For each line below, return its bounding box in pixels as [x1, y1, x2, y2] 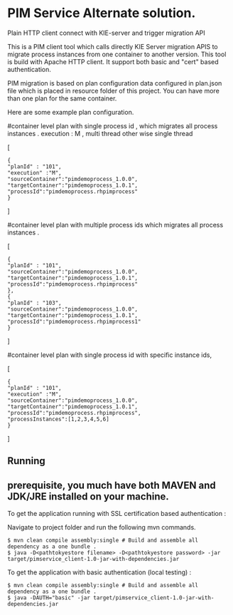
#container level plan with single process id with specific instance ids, [7, 351, 212, 359]
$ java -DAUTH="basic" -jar [7, 594, 91, 601]
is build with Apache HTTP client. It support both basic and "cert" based [7, 57, 219, 66]
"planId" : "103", [7, 299, 62, 306]
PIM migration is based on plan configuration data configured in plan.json [7, 78, 222, 87]
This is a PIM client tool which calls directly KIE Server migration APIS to [7, 42, 218, 51]
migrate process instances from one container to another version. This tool [7, 50, 227, 58]
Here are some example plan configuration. [7, 108, 134, 116]
